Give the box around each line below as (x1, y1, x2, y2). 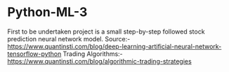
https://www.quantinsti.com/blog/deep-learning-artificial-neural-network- (7, 42, 222, 50)
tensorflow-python (7, 50, 62, 58)
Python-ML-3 (7, 4, 88, 20)
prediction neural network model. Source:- (7, 34, 131, 43)
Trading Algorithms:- (63, 50, 123, 58)
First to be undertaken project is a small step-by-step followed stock (7, 27, 205, 36)
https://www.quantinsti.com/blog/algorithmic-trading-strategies (7, 57, 192, 65)
